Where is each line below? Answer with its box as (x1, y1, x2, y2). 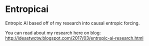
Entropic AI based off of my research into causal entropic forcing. (5, 20, 140, 26)
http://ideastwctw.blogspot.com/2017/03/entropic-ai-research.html (5, 35, 144, 41)
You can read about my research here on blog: (5, 29, 101, 35)
